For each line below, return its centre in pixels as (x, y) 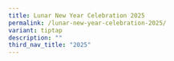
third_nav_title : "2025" (50, 45)
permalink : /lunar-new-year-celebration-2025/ (87, 23)
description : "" (35, 38)
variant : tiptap (35, 30)
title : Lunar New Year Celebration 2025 (77, 15)
